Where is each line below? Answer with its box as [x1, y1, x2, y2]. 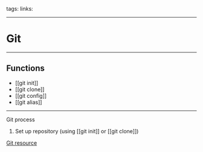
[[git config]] [14, 92, 47, 99]
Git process [6, 116, 35, 123]
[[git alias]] [14, 98, 42, 106]
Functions [6, 63, 45, 74]
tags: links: [6, 5, 33, 12]
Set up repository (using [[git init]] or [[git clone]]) [14, 127, 139, 135]
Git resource [6, 139, 37, 147]
